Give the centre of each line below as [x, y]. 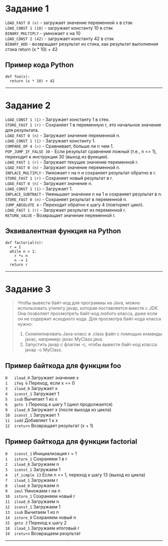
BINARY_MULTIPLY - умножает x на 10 [43, 33]
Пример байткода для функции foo [63, 366]
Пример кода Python [39, 65]
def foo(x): [17, 76]
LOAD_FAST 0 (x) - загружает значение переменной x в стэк [69, 23]
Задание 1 [27, 9]
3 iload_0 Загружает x [31, 389]
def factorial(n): [24, 243]
